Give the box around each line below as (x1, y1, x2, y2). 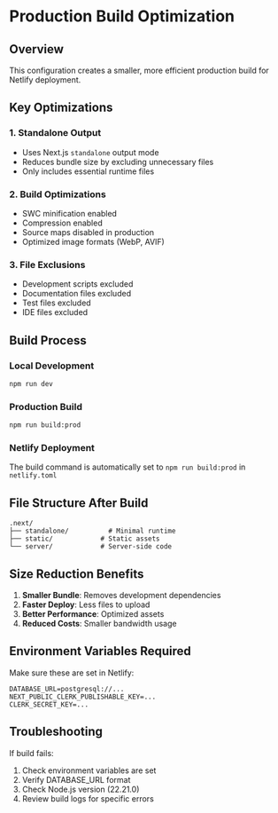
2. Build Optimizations (9, 188, 106, 201)
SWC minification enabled (21, 208, 118, 218)
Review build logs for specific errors (21, 793, 155, 804)
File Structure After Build (9, 495, 149, 510)
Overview (9, 42, 65, 57)
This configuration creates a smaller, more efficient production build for (9, 65, 270, 75)
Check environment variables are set (21, 765, 157, 776)
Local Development (9, 359, 95, 372)
